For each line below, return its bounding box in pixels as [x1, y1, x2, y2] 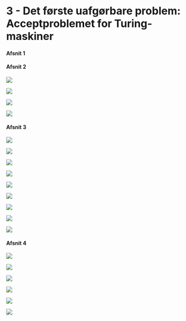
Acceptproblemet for [6, 17, 112, 30]
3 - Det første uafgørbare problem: [6, 4, 181, 18]
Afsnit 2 [6, 63, 27, 70]
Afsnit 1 [6, 50, 26, 57]
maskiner [6, 30, 54, 43]
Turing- [114, 17, 153, 30]
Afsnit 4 [6, 239, 27, 246]
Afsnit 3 [6, 124, 27, 131]
